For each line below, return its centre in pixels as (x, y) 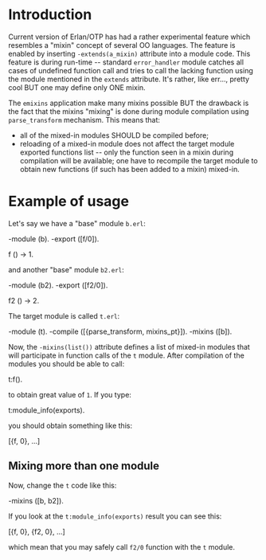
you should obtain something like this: (70, 425)
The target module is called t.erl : (64, 315)
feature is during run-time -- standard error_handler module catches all (126, 62)
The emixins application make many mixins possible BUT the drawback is (129, 103)
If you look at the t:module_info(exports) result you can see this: (115, 516)
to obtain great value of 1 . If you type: (70, 394)
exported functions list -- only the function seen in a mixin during (126, 152)
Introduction (50, 15)
